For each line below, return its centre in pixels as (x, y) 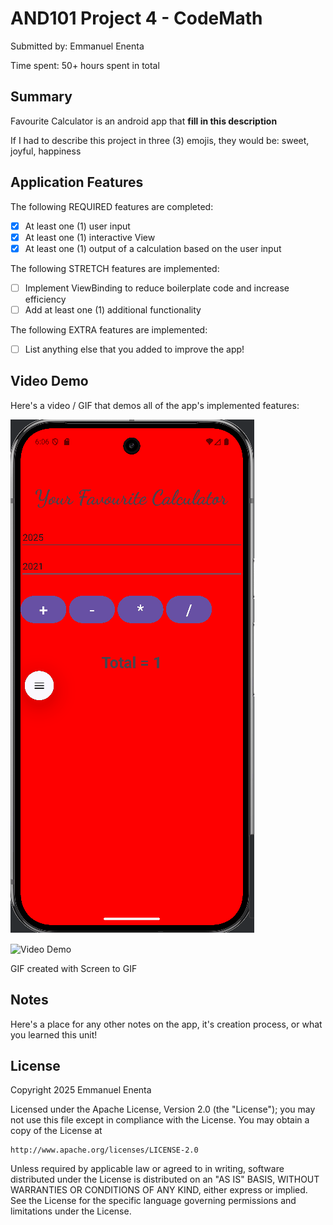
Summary (41, 97)
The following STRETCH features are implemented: (115, 268)
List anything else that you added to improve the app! (134, 349)
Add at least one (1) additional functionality (113, 309)
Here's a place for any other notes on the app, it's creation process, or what (166, 1024)
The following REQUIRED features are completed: (112, 206)
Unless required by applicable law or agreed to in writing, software (147, 1169)
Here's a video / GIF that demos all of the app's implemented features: (155, 405)
